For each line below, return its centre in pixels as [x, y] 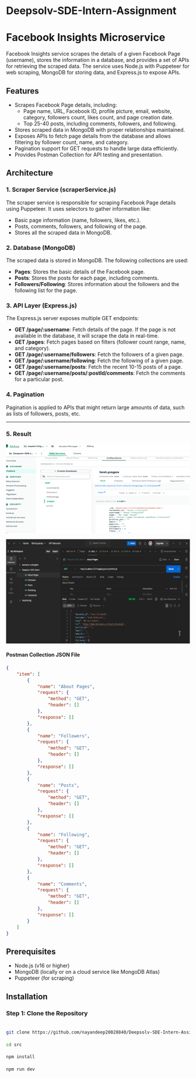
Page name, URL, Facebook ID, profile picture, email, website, [97, 111]
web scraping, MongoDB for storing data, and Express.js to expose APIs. [93, 73]
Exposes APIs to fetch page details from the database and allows [92, 136]
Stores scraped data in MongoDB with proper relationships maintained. [100, 129]
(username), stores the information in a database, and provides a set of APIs [98, 60]
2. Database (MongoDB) [41, 248]
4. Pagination [25, 394]
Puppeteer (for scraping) [44, 978]
